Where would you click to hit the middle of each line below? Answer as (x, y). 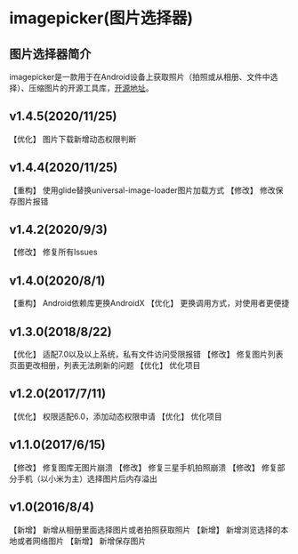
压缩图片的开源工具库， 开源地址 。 (91, 88)
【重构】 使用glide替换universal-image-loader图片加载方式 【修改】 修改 (142, 190)
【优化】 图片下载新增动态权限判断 (72, 139)
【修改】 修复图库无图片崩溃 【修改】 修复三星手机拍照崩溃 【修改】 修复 (143, 467)
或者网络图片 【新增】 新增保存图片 (81, 541)
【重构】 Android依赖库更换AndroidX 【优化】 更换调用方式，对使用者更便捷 (149, 303)
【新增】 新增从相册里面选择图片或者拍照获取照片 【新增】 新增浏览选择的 (145, 529)
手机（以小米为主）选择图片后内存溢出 (87, 478)
